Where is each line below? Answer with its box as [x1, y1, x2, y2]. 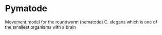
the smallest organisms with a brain [5, 24, 76, 30]
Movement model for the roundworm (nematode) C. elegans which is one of [5, 19, 158, 25]
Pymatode [5, 3, 48, 14]
